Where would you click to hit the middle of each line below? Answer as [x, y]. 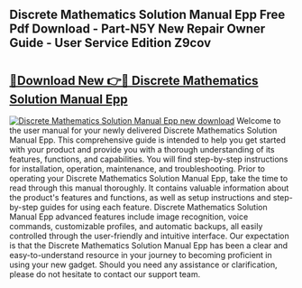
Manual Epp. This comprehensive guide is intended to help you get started [148, 140]
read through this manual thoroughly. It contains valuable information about [149, 188]
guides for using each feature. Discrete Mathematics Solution [154, 207]
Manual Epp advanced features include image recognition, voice [129, 217]
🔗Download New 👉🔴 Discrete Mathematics [134, 80]
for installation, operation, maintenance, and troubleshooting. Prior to [137, 169]
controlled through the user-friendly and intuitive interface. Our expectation [150, 236]
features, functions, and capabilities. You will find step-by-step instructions [149, 159]
